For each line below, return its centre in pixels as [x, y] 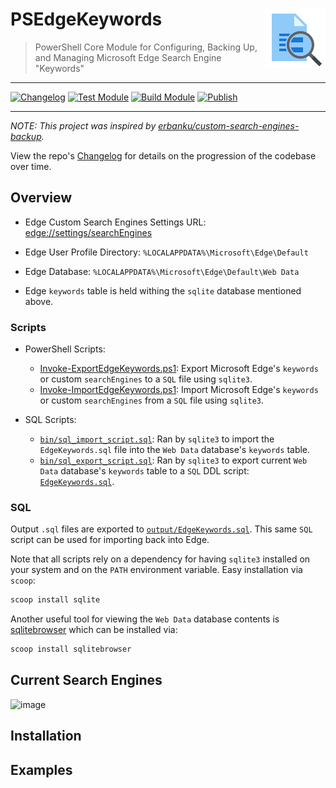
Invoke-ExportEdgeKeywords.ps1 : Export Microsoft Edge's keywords [179, 369]
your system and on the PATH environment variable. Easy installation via [156, 570]
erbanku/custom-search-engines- [229, 125]
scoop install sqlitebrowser [71, 649]
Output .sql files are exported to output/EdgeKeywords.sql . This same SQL [161, 529]
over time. [31, 166]
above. [39, 301]
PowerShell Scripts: [65, 349]
